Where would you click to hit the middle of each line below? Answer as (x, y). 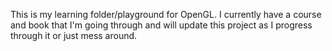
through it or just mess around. (74, 35)
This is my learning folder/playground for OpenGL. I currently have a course (166, 14)
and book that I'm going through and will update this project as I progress (161, 25)
